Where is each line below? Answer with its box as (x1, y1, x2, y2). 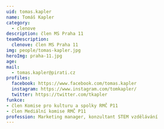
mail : (6, 64, 20, 70)
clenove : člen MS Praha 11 (11, 42, 78, 48)
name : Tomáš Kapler (6, 14, 55, 20)
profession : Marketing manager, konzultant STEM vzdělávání (6, 114, 159, 119)
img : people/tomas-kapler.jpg (6, 48, 81, 54)
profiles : (6, 75, 31, 81)
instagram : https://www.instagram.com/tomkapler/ (11, 86, 137, 92)
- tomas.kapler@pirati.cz (11, 70, 76, 75)
